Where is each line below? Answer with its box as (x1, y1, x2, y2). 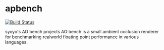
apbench (5, 3, 43, 14)
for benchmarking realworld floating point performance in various (5, 34, 139, 40)
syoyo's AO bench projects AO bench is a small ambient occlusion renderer (5, 28, 159, 34)
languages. (5, 39, 28, 45)
